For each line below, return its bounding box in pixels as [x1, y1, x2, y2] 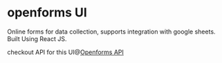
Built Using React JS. [7, 34, 67, 42]
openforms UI [7, 5, 88, 21]
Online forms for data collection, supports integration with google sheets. [7, 27, 216, 36]
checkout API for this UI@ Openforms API [7, 48, 124, 56]
